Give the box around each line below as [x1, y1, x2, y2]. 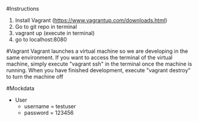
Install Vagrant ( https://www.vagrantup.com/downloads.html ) [14, 17, 168, 23]
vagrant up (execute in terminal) [14, 29, 95, 37]
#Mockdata [6, 85, 35, 92]
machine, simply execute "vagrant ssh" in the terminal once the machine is [6, 60, 192, 67]
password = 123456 [24, 109, 74, 116]
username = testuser [24, 103, 77, 110]
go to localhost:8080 [14, 36, 68, 43]
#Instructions [6, 5, 39, 12]
